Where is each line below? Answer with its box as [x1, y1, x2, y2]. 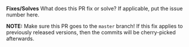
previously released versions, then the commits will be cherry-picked [6, 29, 176, 36]
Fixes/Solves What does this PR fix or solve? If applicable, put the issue [6, 5, 183, 12]
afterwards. [6, 35, 35, 42]
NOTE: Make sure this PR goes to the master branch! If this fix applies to [6, 23, 183, 29]
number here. [6, 11, 40, 18]
